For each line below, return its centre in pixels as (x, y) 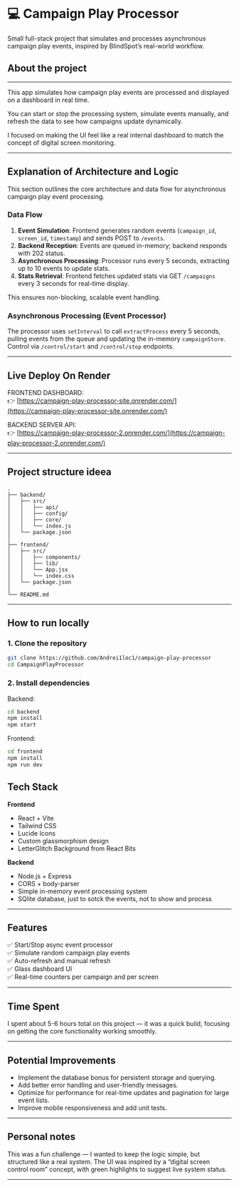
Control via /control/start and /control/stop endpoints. (91, 346)
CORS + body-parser (48, 883)
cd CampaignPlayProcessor (46, 665)
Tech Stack (33, 787)
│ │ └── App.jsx (38, 570)
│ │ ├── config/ (38, 513)
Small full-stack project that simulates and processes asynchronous (107, 38)
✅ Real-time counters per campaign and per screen (83, 977)
